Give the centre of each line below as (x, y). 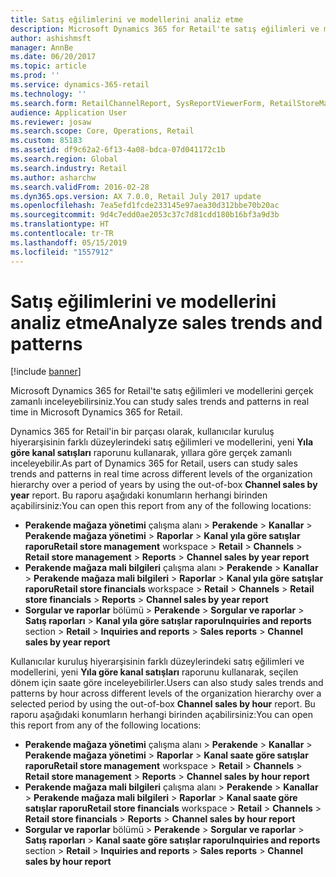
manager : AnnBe (42, 47)
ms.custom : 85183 (46, 141)
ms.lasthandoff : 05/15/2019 (69, 242)
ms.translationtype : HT (60, 224)
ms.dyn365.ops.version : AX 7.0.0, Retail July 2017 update (136, 196)
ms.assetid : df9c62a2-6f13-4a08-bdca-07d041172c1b (118, 150)
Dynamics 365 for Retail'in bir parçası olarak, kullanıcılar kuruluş (142, 432)
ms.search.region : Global (64, 159)
